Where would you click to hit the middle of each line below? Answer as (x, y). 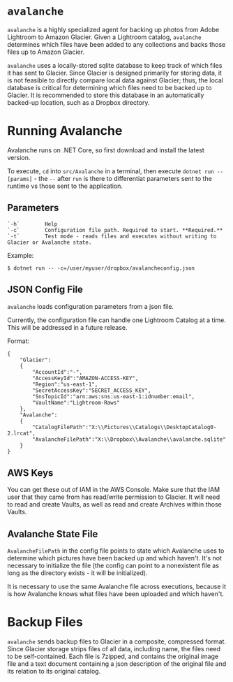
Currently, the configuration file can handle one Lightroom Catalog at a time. (117, 320)
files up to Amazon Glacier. (46, 52)
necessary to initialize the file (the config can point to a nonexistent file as (113, 566)
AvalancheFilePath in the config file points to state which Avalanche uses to (116, 551)
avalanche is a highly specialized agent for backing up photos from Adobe (113, 29)
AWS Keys (30, 473)
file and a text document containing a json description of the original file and (117, 664)
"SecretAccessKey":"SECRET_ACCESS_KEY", (92, 390)
